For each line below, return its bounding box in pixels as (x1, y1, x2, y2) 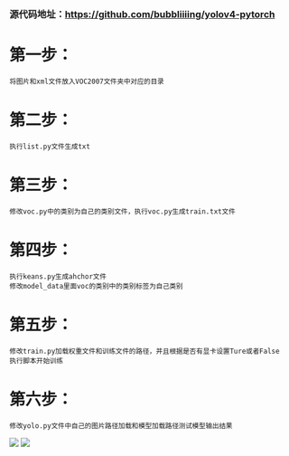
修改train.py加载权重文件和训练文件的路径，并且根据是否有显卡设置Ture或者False (9, 347, 280, 356)
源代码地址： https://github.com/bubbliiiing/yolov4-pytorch (9, 7, 275, 20)
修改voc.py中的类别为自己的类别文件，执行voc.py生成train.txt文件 (9, 206, 237, 216)
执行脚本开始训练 (9, 356, 64, 366)
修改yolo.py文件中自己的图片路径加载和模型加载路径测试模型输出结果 (9, 421, 233, 431)
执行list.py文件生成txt (9, 142, 90, 151)
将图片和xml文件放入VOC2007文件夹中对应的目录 (9, 77, 164, 86)
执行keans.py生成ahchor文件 (9, 271, 107, 281)
